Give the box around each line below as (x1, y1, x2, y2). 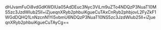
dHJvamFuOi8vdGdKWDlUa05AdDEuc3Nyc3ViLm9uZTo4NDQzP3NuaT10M (5, 4, 157, 10)
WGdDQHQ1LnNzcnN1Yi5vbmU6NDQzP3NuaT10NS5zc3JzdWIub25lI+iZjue (5, 15, 156, 20)
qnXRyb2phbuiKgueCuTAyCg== (5, 19, 69, 25)
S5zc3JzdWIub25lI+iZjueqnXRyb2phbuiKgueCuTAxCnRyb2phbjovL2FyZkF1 (5, 9, 156, 15)
